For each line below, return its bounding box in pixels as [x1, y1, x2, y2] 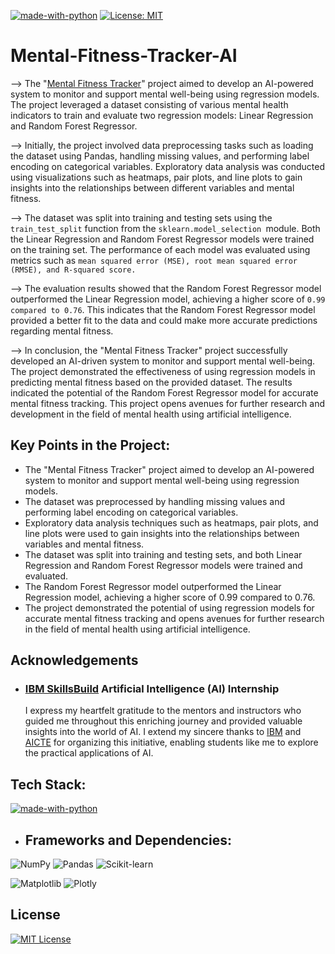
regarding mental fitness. [10, 325, 114, 337]
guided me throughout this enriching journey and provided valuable [24, 715, 303, 727]
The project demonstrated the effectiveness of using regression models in [10, 365, 316, 377]
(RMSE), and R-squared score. [10, 265, 137, 275]
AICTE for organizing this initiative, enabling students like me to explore [24, 736, 319, 749]
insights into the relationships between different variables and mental [10, 181, 295, 194]
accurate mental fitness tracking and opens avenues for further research [24, 612, 325, 624]
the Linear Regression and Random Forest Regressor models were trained [10, 233, 315, 245]
